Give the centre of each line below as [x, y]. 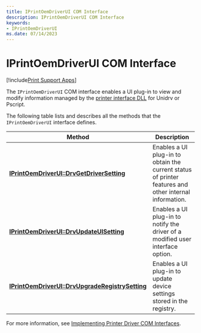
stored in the [170, 301]
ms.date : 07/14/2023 [32, 34]
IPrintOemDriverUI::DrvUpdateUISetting [67, 232]
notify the [166, 224]
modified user [172, 239]
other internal [171, 192]
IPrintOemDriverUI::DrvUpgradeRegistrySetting [78, 286]
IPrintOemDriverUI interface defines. [51, 123]
